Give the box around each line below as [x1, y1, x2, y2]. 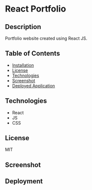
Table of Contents [5, 49, 61, 58]
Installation [12, 62, 34, 68]
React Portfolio [5, 3, 66, 15]
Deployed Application [12, 83, 55, 88]
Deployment [5, 177, 43, 186]
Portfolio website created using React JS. [5, 35, 88, 41]
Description [5, 23, 41, 31]
